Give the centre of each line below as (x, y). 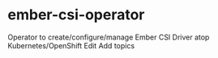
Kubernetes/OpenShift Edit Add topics (71, 45)
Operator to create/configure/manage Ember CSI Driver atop (109, 37)
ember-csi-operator (76, 15)
